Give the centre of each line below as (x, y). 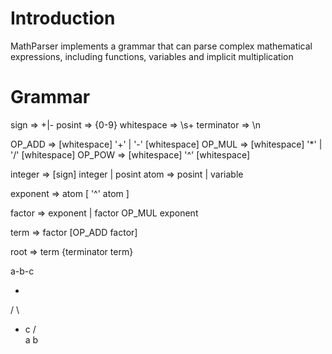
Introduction (63, 18)
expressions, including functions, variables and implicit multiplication (152, 56)
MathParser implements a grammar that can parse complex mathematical (161, 46)
